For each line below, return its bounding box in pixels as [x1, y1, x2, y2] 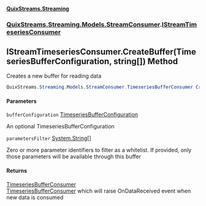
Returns [6, 167, 28, 174]
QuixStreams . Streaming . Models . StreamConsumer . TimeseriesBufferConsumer [6, 84, 193, 90]
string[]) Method [113, 56, 178, 67]
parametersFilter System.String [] [6, 134, 92, 142]
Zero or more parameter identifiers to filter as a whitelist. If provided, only [6, 147, 192, 154]
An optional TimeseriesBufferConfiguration [6, 123, 115, 130]
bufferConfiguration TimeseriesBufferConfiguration [6, 111, 139, 119]
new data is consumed [6, 193, 64, 201]
